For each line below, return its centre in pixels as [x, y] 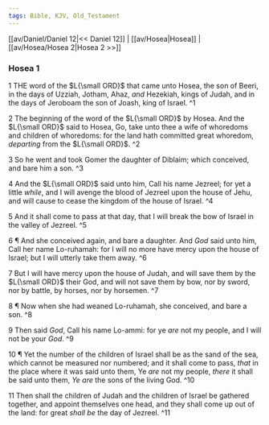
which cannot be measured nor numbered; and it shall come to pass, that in [133, 362]
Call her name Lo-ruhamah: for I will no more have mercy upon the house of [134, 249]
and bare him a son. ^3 [46, 168]
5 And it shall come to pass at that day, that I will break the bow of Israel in [131, 216]
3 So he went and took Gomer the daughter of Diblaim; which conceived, [129, 159]
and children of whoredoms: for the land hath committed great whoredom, [131, 135]
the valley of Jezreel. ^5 [47, 225]
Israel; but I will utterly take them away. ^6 [77, 258]
